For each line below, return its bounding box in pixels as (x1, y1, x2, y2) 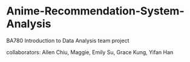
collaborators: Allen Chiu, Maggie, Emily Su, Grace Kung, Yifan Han (6, 48, 174, 55)
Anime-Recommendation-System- (6, 4, 185, 18)
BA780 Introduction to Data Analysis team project (6, 37, 129, 44)
